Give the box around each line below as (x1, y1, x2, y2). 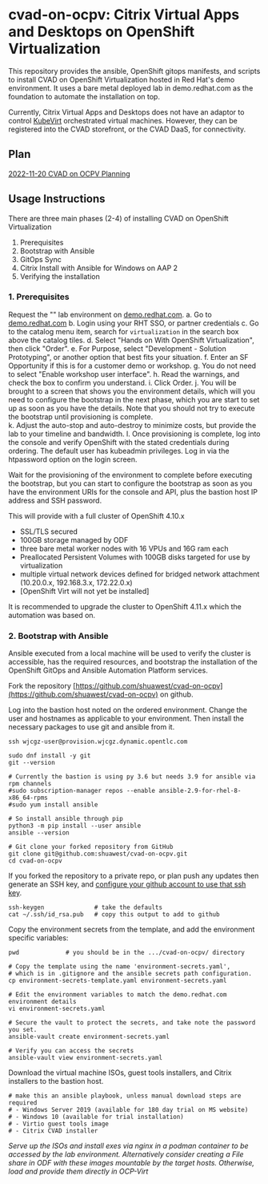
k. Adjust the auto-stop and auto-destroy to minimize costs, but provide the (8, 420, 257, 430)
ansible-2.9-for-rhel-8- (158, 787, 242, 795)
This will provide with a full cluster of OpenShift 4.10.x (8, 511, 186, 520)
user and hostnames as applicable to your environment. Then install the (8, 713, 244, 723)
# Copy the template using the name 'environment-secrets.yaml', (8, 963, 230, 971)
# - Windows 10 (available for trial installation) (8, 1113, 184, 1121)
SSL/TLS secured (19, 527, 78, 536)
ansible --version (8, 829, 70, 837)
